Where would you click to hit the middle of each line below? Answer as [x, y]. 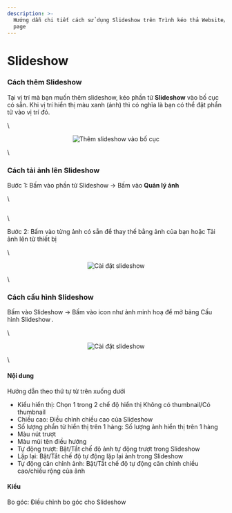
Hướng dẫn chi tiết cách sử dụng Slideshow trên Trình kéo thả [106, 20]
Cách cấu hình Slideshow [51, 297]
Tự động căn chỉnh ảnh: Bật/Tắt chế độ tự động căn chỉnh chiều [108, 463]
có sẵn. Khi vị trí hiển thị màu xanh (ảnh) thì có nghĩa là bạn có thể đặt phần [115, 105]
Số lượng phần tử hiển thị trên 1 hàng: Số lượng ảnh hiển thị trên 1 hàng [118, 426]
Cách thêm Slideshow [45, 82]
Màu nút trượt [37, 434]
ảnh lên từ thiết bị [32, 239]
